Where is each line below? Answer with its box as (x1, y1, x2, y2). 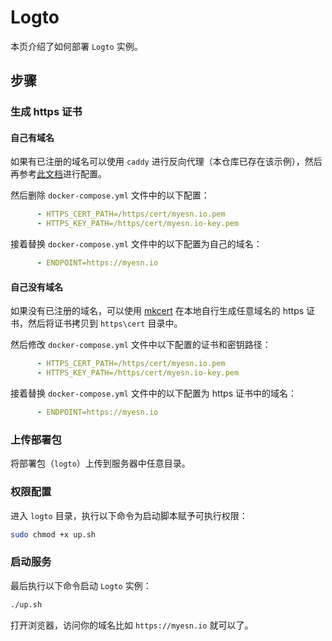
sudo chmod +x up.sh (10, 529, 97, 540)
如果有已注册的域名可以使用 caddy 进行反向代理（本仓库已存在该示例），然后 (10, 156, 323, 168)
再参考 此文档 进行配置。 (10, 168, 107, 180)
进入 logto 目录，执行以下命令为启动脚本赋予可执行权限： (10, 509, 248, 521)
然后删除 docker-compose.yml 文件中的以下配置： (10, 189, 210, 201)
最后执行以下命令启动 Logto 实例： (10, 579, 152, 591)
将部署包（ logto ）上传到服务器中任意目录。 (10, 457, 191, 470)
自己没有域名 (10, 281, 63, 293)
